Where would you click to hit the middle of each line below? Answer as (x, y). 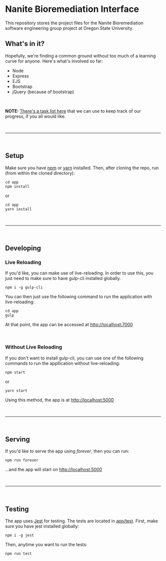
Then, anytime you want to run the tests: (46, 545)
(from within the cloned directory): (40, 173)
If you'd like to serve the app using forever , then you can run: (67, 451)
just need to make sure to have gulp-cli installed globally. (63, 279)
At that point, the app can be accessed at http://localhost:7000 (69, 325)
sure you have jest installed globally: (42, 526)
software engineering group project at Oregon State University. (69, 28)
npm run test (19, 554)
